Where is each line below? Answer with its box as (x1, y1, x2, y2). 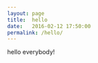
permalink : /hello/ (7, 29, 63, 36)
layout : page (7, 10, 45, 17)
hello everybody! (7, 48, 55, 56)
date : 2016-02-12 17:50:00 (7, 23, 91, 29)
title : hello (7, 16, 48, 23)
